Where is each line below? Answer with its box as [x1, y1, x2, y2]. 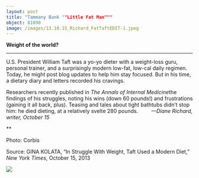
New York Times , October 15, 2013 [6, 154, 91, 161]
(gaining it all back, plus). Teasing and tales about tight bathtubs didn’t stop [6, 101, 190, 108]
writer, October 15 [6, 114, 50, 121]
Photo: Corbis [6, 137, 40, 144]
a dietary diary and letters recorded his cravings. [6, 77, 126, 85]
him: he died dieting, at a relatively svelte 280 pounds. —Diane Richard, [6, 108, 192, 115]
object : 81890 [6, 20, 41, 25]
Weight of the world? [6, 41, 59, 48]
